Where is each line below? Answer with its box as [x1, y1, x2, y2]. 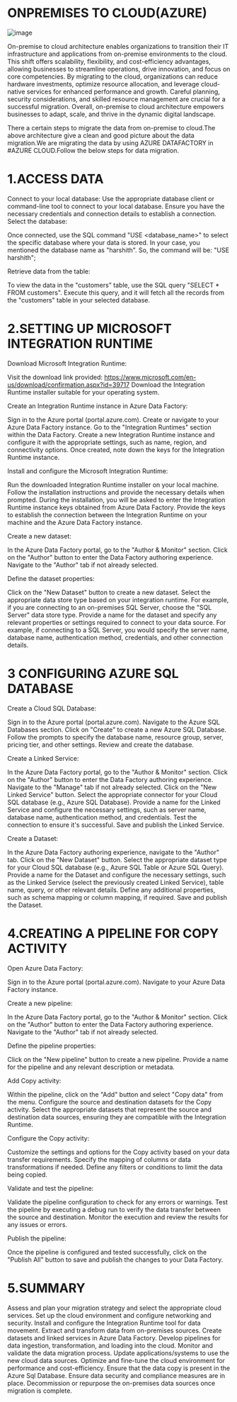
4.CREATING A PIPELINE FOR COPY [7, 925, 219, 942]
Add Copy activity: [7, 1076, 62, 1085]
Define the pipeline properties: [7, 1041, 96, 1050]
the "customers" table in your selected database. [7, 295, 151, 304]
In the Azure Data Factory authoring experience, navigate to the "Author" [7, 848, 219, 857]
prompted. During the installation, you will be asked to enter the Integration [7, 495, 226, 504]
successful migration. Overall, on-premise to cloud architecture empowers [7, 102, 224, 111]
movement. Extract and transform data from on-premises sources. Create [7, 1326, 222, 1335]
